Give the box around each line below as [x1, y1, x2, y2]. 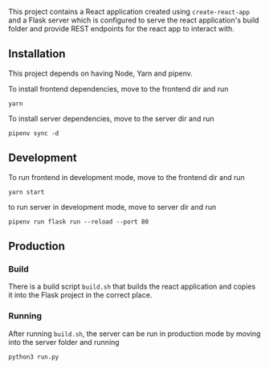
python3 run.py [8, 353, 59, 361]
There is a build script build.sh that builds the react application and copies [8, 281, 256, 292]
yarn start [8, 188, 45, 196]
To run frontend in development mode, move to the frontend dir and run [8, 172, 245, 182]
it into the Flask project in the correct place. [8, 290, 153, 300]
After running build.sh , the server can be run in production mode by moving [8, 329, 261, 338]
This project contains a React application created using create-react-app [8, 7, 251, 16]
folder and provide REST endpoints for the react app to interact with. [8, 24, 234, 33]
